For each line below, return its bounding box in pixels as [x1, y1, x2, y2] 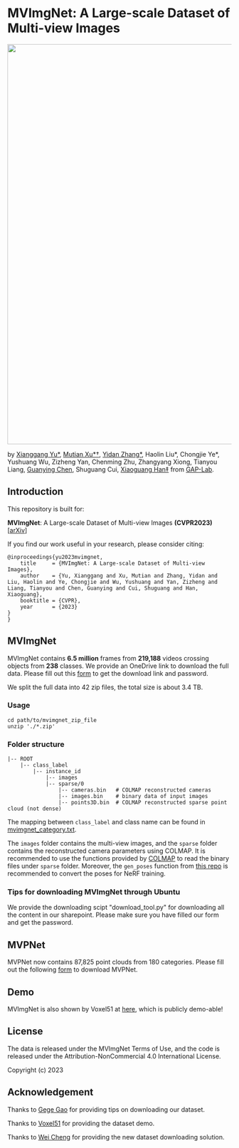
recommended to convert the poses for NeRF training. [7, 869, 166, 878]
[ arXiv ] [7, 526, 28, 534]
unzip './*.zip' [7, 723, 55, 730]
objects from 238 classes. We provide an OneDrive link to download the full [7, 661, 229, 670]
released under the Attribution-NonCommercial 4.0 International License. [7, 1051, 222, 1061]
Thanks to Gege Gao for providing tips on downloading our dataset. [7, 1105, 205, 1114]
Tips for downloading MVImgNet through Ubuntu [7, 887, 181, 897]
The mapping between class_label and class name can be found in [7, 818, 206, 827]
